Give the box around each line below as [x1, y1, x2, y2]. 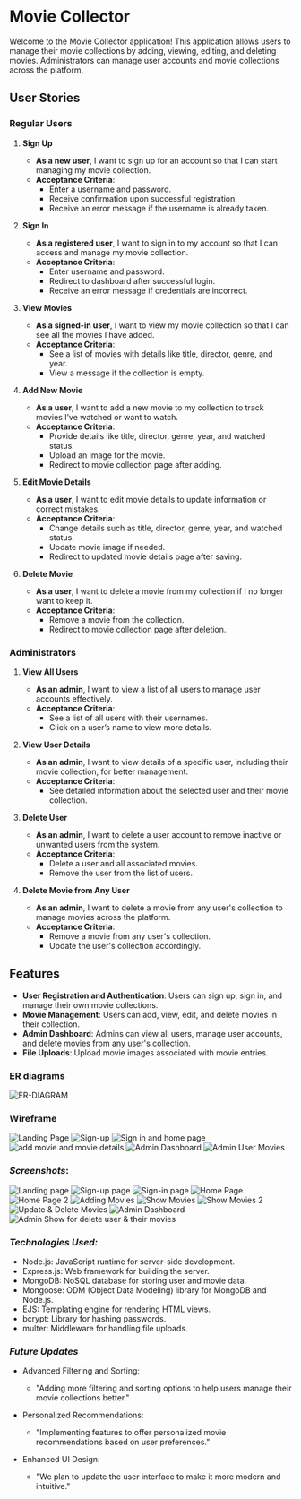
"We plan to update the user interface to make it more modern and [35, 1471, 281, 1482]
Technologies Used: [9, 1236, 99, 1248]
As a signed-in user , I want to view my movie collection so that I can [35, 320, 289, 331]
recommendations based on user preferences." [35, 1436, 211, 1448]
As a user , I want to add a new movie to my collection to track [35, 401, 264, 413]
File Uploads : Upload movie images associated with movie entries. [21, 1047, 269, 1058]
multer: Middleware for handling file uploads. [21, 1322, 188, 1333]
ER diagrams [9, 1069, 65, 1081]
